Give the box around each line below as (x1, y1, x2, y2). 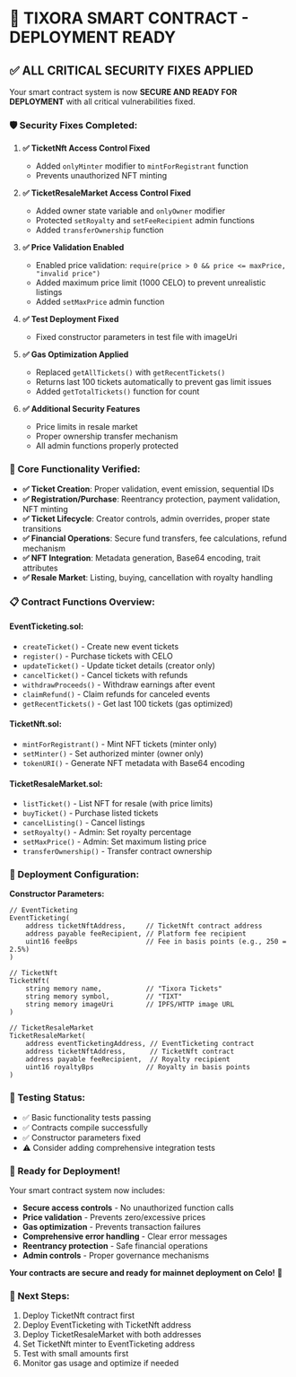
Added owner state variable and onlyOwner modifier (35, 205, 226, 216)
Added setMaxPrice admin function (35, 296, 165, 308)
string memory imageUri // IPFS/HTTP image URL (25, 1000, 235, 1009)
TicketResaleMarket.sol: (9, 778, 103, 789)
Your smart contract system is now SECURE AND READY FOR (9, 87, 238, 97)
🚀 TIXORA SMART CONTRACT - (9, 8, 249, 29)
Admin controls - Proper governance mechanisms (22, 1251, 209, 1261)
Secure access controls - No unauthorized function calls (22, 1202, 235, 1214)
